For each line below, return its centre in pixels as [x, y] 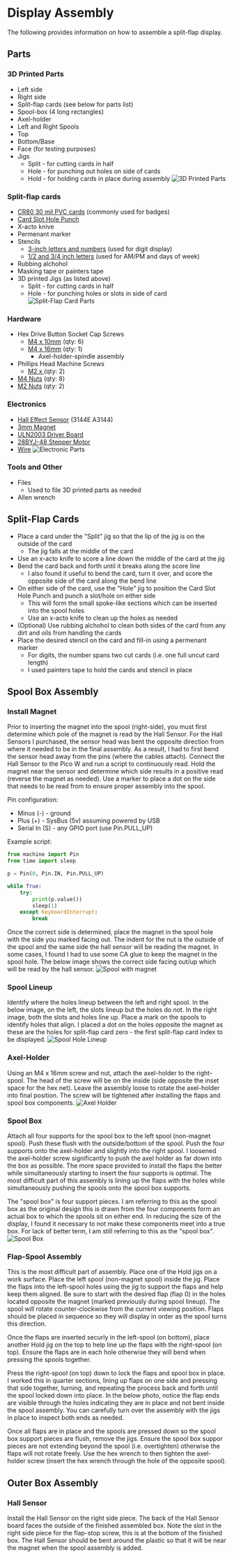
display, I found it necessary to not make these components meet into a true [116, 1224]
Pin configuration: [33, 800]
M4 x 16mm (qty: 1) [55, 349]
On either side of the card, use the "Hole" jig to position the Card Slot [116, 588]
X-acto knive [36, 226]
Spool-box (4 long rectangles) [61, 111]
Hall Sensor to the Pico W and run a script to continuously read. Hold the [111, 764]
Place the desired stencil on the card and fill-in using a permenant [112, 640]
